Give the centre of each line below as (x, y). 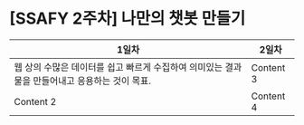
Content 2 (35, 101)
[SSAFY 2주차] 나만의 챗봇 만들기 (128, 19)
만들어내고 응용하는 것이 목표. (92, 81)
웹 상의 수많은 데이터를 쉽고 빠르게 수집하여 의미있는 (119, 67)
